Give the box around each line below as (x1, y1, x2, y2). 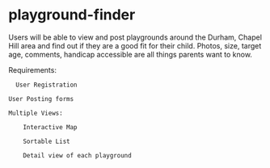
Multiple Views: (8, 109, 63, 117)
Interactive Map (23, 123, 78, 131)
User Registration (15, 81, 78, 89)
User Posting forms (8, 94, 74, 103)
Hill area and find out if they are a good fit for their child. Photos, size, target (8, 40, 262, 50)
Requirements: (8, 65, 57, 74)
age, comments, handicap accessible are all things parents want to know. (8, 49, 253, 59)
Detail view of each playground (23, 151, 132, 159)
